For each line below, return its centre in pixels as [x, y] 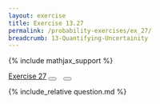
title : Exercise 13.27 [46, 23]
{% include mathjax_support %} [61, 61]
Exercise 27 [28, 76]
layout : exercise [37, 16]
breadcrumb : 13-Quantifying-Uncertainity [78, 38]
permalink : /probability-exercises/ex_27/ [80, 30]
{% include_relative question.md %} [68, 92]
